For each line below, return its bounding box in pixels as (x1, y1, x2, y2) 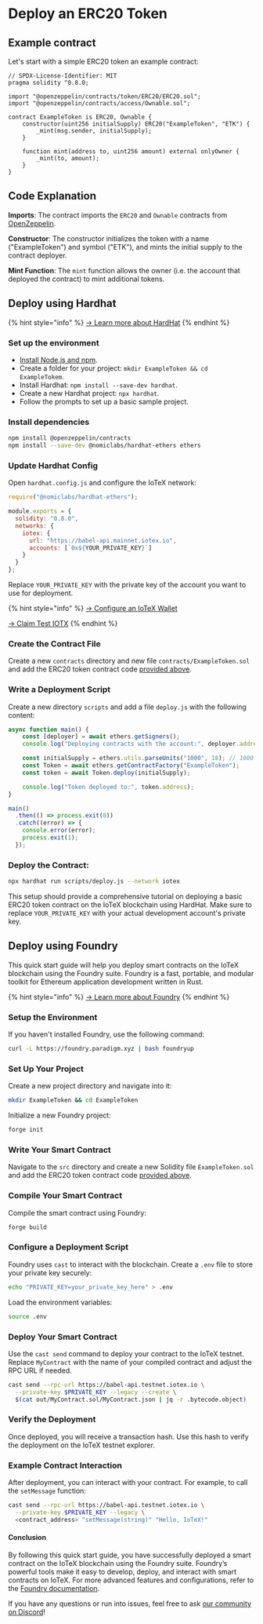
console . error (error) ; (22, 826, 96, 835)
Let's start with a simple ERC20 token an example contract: (8, 57, 199, 66)
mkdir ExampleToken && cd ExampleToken (8, 1096, 139, 1104)
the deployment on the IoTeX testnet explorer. (8, 1440, 155, 1450)
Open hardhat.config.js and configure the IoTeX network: (8, 478, 197, 488)
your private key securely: (8, 1267, 92, 1277)
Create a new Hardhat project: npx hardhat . (19, 388, 160, 397)
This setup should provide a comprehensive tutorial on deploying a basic (8, 892, 243, 902)
